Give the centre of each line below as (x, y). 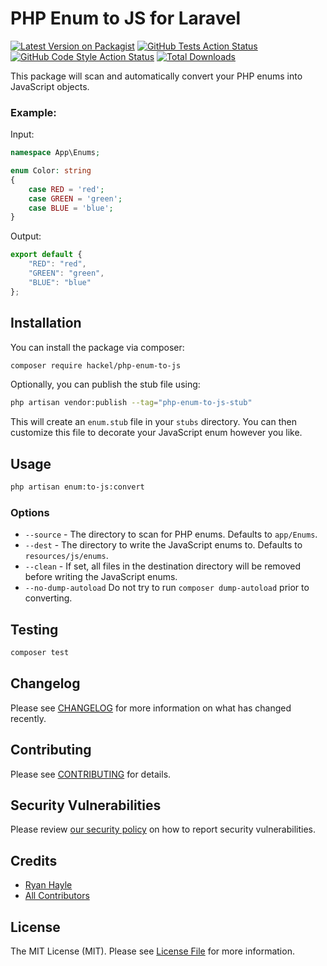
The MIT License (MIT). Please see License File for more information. (152, 951)
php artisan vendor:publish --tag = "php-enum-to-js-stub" (131, 403)
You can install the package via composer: (97, 347)
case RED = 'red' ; (66, 189)
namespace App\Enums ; (55, 153)
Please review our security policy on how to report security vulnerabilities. (163, 829)
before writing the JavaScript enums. (101, 577)
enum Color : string (51, 171)
